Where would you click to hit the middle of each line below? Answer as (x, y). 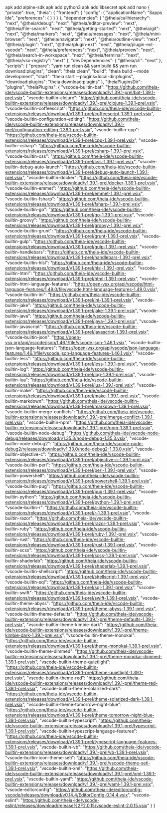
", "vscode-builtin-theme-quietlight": (73, 662)
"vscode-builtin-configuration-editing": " (47, 119)
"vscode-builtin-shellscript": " (36, 571)
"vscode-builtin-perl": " (29, 465)
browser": (15, 39)
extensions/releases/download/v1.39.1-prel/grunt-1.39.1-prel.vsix (72, 236)
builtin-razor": (19, 518)
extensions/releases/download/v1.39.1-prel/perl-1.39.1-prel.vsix (70, 470)
